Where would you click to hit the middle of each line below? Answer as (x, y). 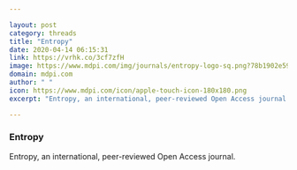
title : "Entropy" (41, 41)
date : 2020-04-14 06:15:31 (59, 49)
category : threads (43, 33)
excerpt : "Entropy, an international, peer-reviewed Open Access (132, 99)
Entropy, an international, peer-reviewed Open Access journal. (122, 156)
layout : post (33, 25)
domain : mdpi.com (41, 74)
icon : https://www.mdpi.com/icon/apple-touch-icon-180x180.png (128, 90)
